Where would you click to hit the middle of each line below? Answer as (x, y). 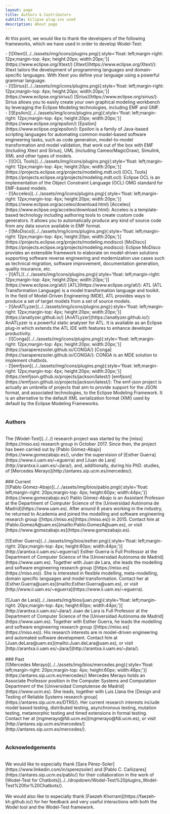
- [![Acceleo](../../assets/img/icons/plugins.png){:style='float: (69, 193)
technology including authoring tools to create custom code (82, 215)
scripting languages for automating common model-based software (76, 134)
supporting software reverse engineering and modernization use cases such (85, 258)
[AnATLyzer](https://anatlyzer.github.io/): (108, 318)
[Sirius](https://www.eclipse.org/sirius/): (116, 97)
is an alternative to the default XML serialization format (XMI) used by (78, 398)
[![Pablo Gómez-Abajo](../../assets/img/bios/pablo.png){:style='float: (77, 487)
